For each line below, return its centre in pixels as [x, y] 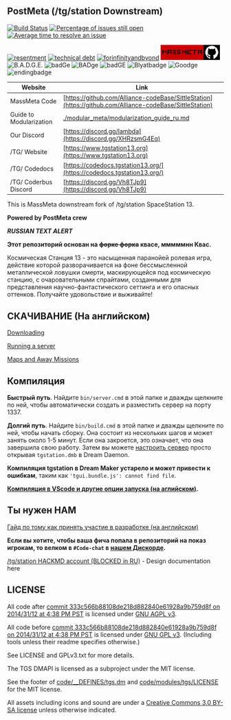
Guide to [22, 114]
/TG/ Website [29, 151]
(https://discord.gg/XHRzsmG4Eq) [112, 139]
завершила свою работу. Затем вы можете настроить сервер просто [109, 447]
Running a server [31, 346]
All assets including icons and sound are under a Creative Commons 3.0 [109, 702]
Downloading [26, 332]
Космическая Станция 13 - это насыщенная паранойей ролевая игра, [110, 258]
